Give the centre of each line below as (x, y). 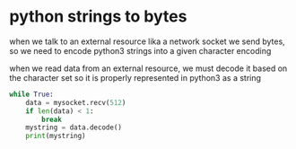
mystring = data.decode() (74, 127)
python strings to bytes (98, 17)
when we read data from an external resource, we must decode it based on (148, 68)
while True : (31, 94)
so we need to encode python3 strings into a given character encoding (140, 50)
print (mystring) (56, 136)
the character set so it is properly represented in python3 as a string (135, 77)
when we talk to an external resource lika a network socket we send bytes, (147, 41)
